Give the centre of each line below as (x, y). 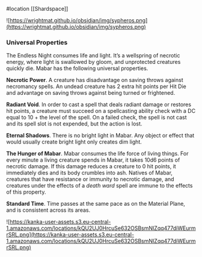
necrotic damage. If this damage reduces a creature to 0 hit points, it (91, 167)
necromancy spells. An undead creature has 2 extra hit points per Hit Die (96, 86)
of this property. (26, 192)
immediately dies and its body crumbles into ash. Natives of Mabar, (90, 173)
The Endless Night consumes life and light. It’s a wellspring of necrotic (93, 56)
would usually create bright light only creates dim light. (74, 142)
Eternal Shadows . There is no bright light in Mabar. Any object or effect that (100, 136)
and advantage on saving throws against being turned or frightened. (91, 93)
